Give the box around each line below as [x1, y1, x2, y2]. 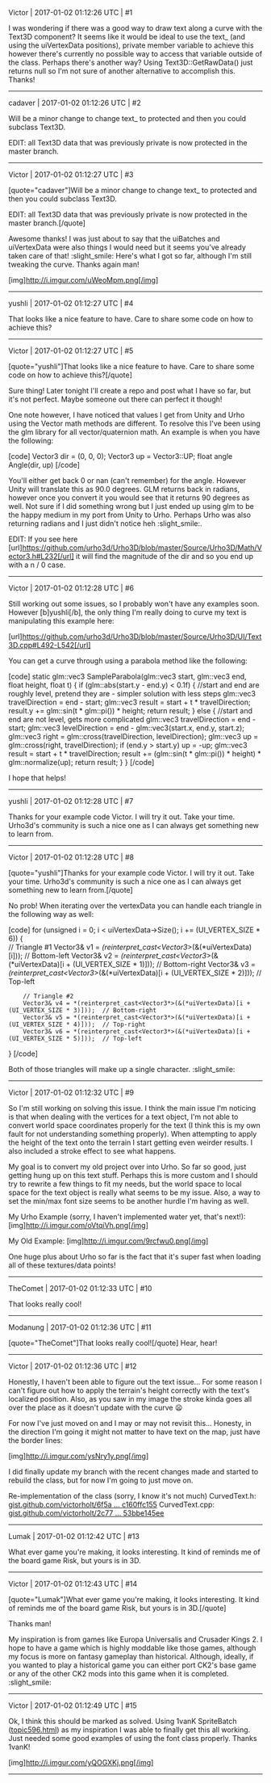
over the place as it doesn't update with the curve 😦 [8, 1402, 183, 1412]
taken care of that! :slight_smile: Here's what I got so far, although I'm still [8, 251, 252, 260]
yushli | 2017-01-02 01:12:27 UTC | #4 [8, 299, 134, 308]
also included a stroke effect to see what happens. [8, 1146, 177, 1155]
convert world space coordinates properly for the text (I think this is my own [8, 1121, 261, 1130]
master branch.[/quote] [8, 218, 86, 228]
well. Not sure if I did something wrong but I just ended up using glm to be [8, 502, 254, 511]
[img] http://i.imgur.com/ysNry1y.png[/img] [8, 1451, 149, 1461]
